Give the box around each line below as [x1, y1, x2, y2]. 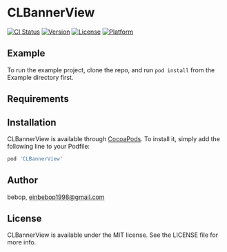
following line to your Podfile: [7, 142, 90, 150]
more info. [7, 238, 37, 246]
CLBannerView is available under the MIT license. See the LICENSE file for [7, 231, 219, 239]
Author [7, 174, 38, 187]
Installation [7, 116, 57, 128]
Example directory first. [7, 73, 74, 81]
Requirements [7, 93, 69, 105]
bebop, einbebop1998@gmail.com [7, 193, 105, 201]
